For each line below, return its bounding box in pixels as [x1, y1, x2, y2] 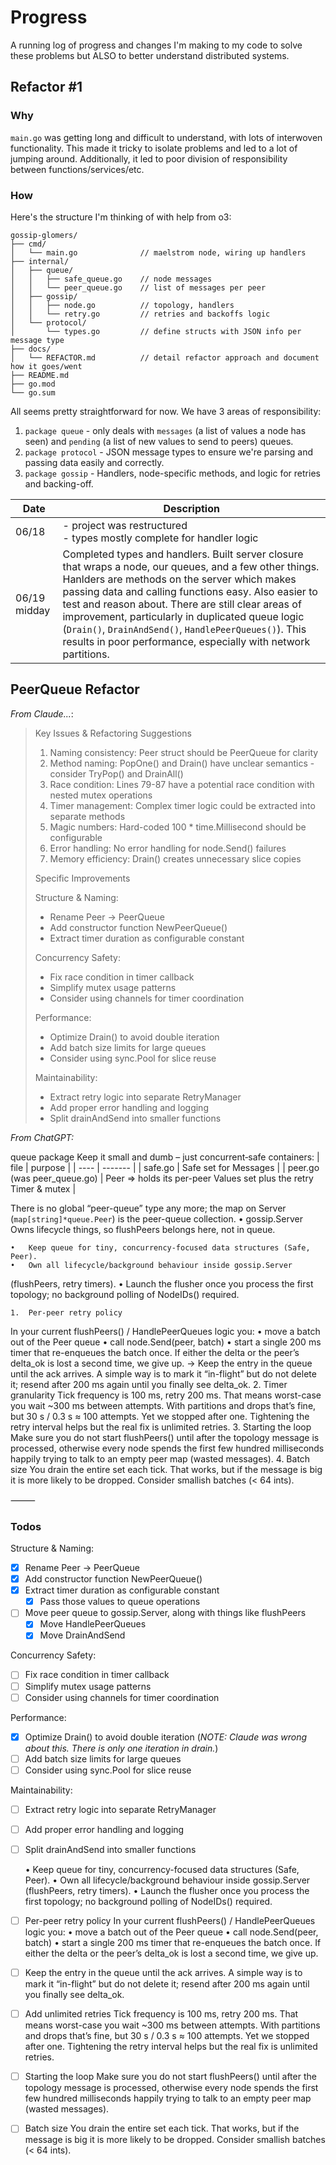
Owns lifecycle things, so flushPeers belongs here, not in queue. [10, 1223, 276, 1235]
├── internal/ [10, 256, 70, 266]
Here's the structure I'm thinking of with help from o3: [10, 211, 232, 223]
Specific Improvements [34, 872, 131, 884]
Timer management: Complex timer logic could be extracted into [49, 799, 316, 811]
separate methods [49, 810, 126, 822]
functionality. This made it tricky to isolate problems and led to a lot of [10, 142, 298, 154]
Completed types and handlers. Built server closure [62, 547, 304, 561]
